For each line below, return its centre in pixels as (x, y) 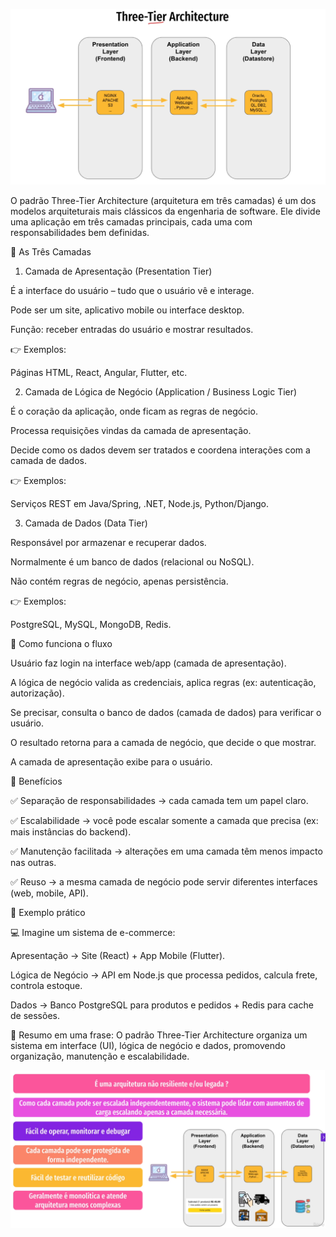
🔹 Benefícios (36, 781)
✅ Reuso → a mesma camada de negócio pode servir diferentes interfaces (164, 882)
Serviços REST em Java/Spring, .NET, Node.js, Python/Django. (140, 504)
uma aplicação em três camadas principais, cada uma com (131, 222)
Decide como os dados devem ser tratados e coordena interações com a (160, 450)
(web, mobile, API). (49, 893)
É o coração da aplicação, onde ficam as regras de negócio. (134, 411)
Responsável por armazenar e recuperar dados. (108, 543)
